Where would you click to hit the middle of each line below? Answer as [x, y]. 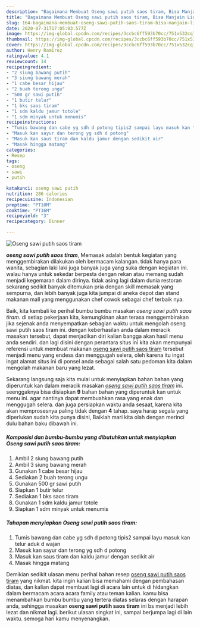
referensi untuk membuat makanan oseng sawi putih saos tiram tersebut [95, 349]
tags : [13, 161]
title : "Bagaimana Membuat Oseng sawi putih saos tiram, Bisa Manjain [96, 17]
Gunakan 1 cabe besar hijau [49, 471]
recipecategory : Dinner [36, 222]
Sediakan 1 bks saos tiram [47, 496]
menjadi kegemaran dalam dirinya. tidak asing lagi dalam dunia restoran [94, 280]
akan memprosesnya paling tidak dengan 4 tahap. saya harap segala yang [97, 411]
